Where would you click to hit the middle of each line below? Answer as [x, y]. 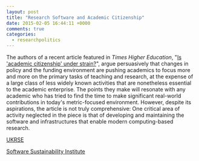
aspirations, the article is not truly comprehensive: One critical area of [93, 109]
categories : [21, 34]
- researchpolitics [36, 40]
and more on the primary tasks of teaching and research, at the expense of [100, 77]
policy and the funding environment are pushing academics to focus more [98, 70]
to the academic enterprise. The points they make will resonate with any [96, 89]
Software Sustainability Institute [46, 151]
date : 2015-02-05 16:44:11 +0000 [48, 23]
